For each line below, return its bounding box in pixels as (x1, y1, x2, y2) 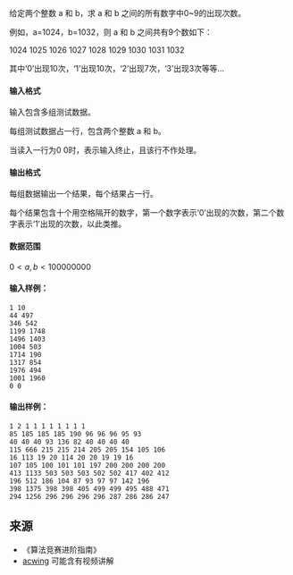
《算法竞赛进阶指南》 (21, 544, 101, 554)
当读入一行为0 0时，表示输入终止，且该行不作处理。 (9, 145, 202, 156)
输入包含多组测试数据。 (9, 106, 96, 118)
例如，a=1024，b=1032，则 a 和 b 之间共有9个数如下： (9, 27, 213, 38)
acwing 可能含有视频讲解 (21, 555, 114, 566)
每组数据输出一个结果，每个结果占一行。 (9, 189, 158, 199)
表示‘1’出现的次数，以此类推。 (16, 218, 127, 230)
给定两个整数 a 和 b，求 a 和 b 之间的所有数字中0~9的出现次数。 (9, 8, 247, 18)
